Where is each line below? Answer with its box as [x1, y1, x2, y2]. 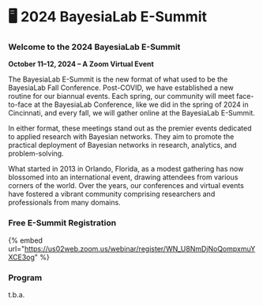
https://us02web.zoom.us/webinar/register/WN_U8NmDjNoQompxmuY [24, 244, 256, 253]
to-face [8, 100, 33, 109]
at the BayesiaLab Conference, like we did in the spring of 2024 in [34, 100, 249, 109]
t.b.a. [8, 290, 25, 300]
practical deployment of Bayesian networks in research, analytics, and [8, 141, 237, 150]
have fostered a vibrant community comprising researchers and [8, 189, 216, 199]
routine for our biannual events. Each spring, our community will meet [8, 92, 235, 101]
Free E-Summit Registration [8, 217, 117, 229]
